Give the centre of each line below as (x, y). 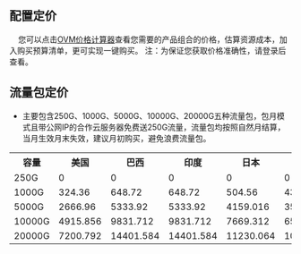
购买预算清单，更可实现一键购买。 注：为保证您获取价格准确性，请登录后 (151, 50)
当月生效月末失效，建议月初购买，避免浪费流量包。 (116, 138)
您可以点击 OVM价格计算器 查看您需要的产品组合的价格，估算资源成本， (149, 39)
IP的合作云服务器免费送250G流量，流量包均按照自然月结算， (173, 127)
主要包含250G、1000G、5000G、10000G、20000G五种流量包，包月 (150, 115)
